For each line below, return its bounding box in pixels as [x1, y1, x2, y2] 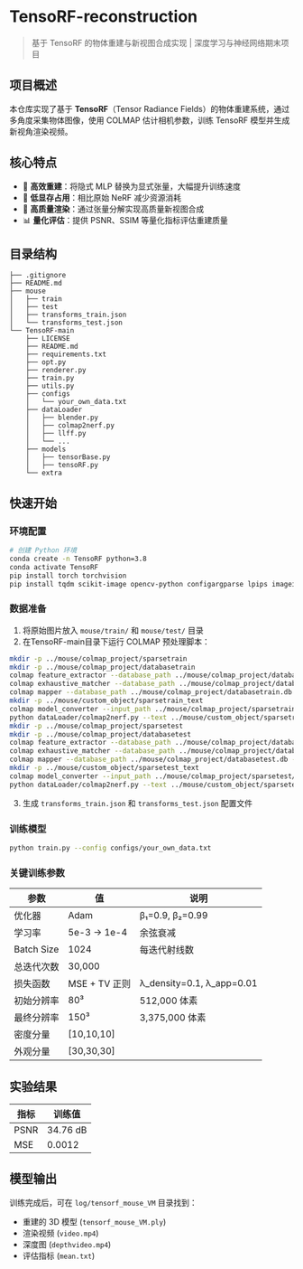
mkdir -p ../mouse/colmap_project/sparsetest [9, 721, 183, 730]
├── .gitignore [9, 271, 67, 280]
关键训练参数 [9, 866, 66, 879]
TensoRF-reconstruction [9, 6, 198, 27]
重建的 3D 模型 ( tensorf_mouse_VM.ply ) [22, 1216, 167, 1227]
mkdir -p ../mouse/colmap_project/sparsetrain [9, 653, 188, 663]
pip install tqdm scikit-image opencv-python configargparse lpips [9, 579, 269, 588]
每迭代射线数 [139, 944, 195, 956]
